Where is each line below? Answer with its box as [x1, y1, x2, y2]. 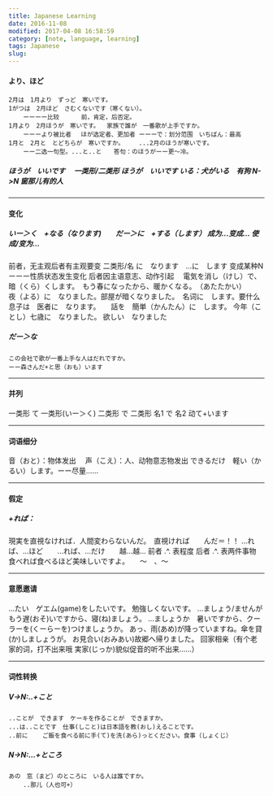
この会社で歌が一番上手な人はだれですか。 [8, 355, 129, 363]
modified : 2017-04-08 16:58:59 [8, 27, 115, 35]
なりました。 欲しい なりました [58, 311, 167, 321]
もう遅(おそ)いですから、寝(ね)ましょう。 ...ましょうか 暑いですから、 [8, 613, 247, 623]
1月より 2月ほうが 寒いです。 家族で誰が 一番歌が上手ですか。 [8, 122, 204, 130]
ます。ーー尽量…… [36, 466, 99, 476]
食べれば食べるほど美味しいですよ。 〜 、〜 [8, 556, 169, 566]
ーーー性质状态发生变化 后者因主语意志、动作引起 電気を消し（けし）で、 [8, 271, 262, 281]
